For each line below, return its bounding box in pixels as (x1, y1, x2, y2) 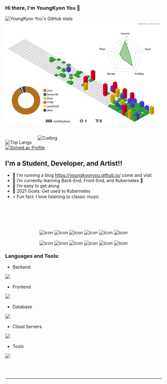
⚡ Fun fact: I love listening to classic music (12, 193, 99, 200)
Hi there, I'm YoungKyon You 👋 (5, 4, 81, 11)
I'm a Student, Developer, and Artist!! (5, 159, 123, 168)
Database (12, 304, 32, 310)
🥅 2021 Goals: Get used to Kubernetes (12, 188, 91, 194)
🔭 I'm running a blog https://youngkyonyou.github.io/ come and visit (12, 172, 152, 178)
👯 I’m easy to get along (12, 183, 60, 189)
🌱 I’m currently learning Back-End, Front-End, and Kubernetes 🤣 (12, 178, 143, 184)
